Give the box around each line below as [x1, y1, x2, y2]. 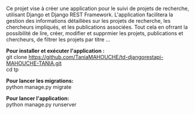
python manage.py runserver [6, 101, 77, 108]
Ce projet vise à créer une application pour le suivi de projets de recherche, [6, 5, 190, 12]
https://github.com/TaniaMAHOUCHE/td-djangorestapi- [28, 54, 164, 60]
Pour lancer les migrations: [6, 77, 74, 84]
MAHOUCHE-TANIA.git [6, 60, 62, 67]
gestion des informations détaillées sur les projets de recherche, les [6, 18, 171, 24]
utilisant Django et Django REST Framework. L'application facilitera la [6, 11, 174, 18]
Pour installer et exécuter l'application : [6, 47, 105, 54]
